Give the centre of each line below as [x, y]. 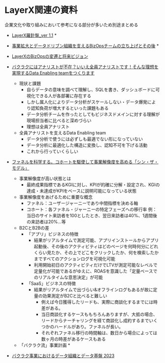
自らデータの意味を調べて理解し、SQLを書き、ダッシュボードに [91, 89]
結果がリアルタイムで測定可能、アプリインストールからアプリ [96, 240]
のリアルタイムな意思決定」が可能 [68, 277]
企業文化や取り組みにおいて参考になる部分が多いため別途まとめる [71, 25]
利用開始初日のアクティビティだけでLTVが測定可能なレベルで [96, 265]
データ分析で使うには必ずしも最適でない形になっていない [85, 139]
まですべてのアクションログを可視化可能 [74, 259]
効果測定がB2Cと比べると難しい [75, 296]
